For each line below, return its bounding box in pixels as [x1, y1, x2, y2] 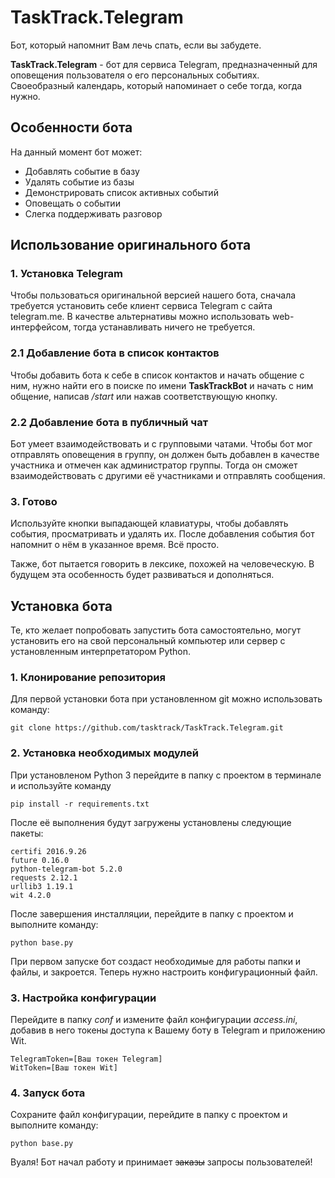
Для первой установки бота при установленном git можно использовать [10, 693, 323, 705]
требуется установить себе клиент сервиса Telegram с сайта [10, 300, 273, 312]
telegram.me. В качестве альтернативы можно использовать [10, 311, 271, 323]
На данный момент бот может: [10, 146, 143, 158]
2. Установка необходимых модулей [10, 746, 200, 760]
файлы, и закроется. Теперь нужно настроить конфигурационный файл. [10, 966, 318, 978]
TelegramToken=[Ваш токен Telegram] [10, 1054, 163, 1065]
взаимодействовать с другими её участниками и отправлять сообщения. [10, 470, 326, 482]
